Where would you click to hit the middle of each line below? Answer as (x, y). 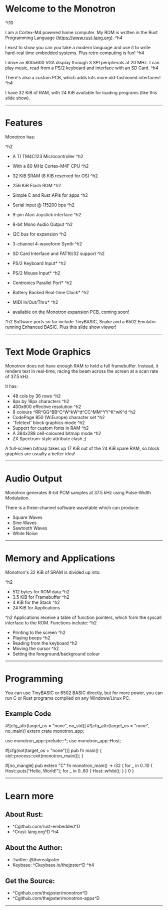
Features (24, 123)
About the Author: (34, 848)
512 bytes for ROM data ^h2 (41, 592)
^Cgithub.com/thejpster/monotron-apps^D (56, 898)
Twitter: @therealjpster (36, 860)
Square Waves (27, 517)
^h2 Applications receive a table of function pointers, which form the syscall (83, 617)
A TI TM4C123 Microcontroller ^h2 (48, 156)
